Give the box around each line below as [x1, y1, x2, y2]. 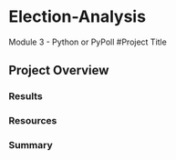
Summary [8, 139, 54, 152]
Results [8, 90, 43, 103]
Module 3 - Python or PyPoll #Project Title [8, 36, 168, 47]
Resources [8, 115, 57, 127]
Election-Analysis [8, 6, 147, 27]
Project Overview [8, 63, 109, 78]
